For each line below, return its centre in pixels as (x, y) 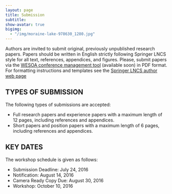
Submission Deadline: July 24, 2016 (51, 169)
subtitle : (16, 20)
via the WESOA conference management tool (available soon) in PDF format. (86, 65)
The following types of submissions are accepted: (58, 104)
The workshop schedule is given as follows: (52, 160)
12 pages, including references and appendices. (63, 120)
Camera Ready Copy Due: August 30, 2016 (58, 180)
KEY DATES (24, 147)
